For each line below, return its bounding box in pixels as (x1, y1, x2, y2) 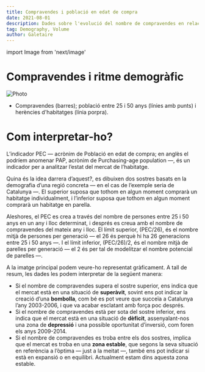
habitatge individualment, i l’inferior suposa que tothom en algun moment (6, 195, 190, 202)
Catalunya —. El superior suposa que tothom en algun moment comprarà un (6, 188, 198, 195)
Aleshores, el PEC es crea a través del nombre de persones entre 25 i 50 (6, 213, 189, 220)
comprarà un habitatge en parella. (6, 201, 92, 208)
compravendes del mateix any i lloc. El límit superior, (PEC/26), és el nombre (6, 226, 198, 233)
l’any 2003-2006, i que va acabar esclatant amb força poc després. (15, 302, 185, 309)
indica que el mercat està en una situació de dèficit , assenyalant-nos (15, 314, 190, 322)
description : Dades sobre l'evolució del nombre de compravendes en (6, 20, 184, 26)
